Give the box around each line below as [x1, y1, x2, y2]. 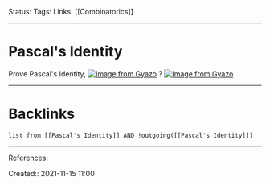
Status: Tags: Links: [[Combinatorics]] [8, 7, 134, 16]
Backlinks [8, 105, 76, 123]
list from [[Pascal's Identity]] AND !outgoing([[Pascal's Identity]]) [8, 131, 253, 139]
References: [8, 153, 48, 162]
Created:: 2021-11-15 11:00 [8, 168, 95, 178]
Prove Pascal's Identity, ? [8, 68, 163, 79]
